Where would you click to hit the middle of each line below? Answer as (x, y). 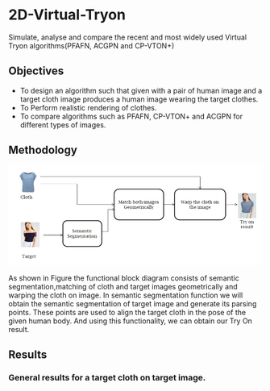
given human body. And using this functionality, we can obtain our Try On (130, 321)
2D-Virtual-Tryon (67, 15)
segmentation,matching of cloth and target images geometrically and (123, 286)
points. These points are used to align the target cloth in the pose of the (127, 312)
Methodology (43, 150)
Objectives (36, 71)
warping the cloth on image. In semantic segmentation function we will (126, 295)
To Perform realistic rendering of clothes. (88, 107)
